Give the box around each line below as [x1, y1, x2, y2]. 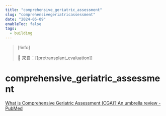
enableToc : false [5, 21, 42, 27]
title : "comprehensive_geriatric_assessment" [5, 7, 102, 13]
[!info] [17, 45, 30, 50]
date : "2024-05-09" [5, 17, 46, 22]
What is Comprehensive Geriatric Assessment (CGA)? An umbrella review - [5, 100, 161, 106]
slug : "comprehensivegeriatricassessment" [5, 12, 96, 17]
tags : [5, 26, 17, 31]
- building [10, 31, 33, 36]
